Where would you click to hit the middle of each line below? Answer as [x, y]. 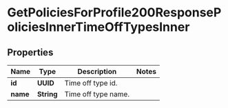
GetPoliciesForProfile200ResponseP [114, 13]
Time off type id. [91, 83]
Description [97, 71]
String [47, 94]
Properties [30, 52]
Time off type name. [97, 94]
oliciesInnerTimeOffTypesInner [99, 27]
